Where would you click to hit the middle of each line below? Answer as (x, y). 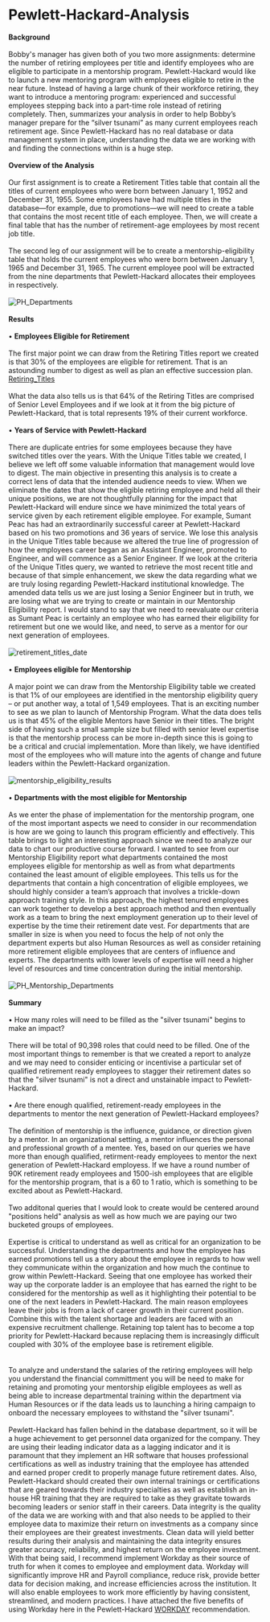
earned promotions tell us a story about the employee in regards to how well (135, 1259)
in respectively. (33, 285)
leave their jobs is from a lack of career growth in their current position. (126, 1310)
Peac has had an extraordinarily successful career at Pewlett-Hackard (125, 524)
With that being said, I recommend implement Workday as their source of (129, 1558)
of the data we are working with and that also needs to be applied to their (129, 1515)
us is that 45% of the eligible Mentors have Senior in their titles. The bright (131, 721)
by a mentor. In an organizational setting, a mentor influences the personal (131, 1139)
